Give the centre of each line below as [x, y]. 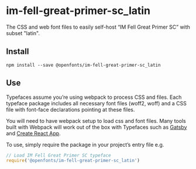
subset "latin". [23, 33]
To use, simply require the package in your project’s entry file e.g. [85, 144]
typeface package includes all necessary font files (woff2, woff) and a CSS [97, 103]
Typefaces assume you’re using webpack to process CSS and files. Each [94, 97]
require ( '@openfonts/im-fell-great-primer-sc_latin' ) [73, 161]
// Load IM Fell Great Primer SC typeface [59, 155]
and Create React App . [33, 133]
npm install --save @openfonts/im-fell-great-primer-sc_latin [83, 65]
